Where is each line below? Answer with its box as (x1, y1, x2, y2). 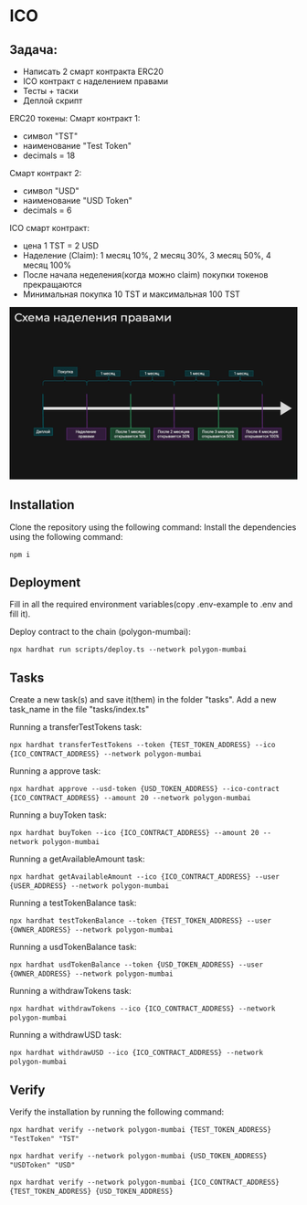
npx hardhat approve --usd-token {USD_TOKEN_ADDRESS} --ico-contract (9, 785, 281, 794)
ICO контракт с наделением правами (22, 76, 169, 87)
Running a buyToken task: (9, 809, 107, 820)
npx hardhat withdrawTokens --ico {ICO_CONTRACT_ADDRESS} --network (9, 1004, 276, 1014)
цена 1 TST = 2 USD (22, 240, 99, 251)
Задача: (9, 42, 58, 58)
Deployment (9, 575, 81, 590)
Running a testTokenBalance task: (9, 897, 137, 909)
